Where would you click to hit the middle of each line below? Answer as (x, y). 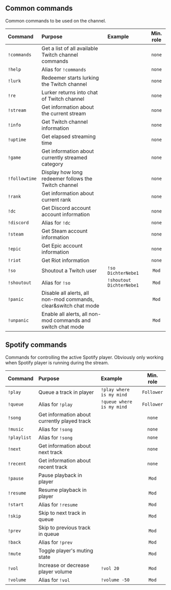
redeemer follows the (67, 178)
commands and (72, 320)
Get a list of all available (70, 48)
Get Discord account (66, 208)
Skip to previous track (64, 527)
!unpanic (18, 320)
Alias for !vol (54, 580)
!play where (115, 390)
